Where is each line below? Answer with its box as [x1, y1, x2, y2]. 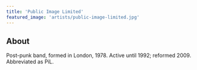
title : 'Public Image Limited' [6, 8, 84, 15]
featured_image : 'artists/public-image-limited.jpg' [6, 14, 140, 20]
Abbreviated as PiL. [6, 58, 54, 65]
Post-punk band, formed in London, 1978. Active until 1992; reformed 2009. [6, 52, 192, 59]
